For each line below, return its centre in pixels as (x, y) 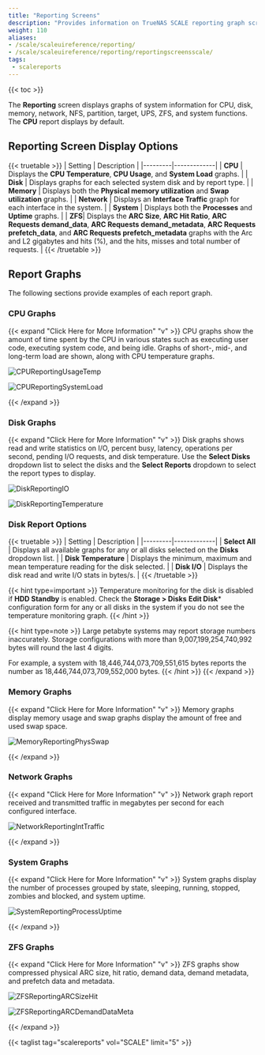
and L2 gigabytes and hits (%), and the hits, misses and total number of (124, 241)
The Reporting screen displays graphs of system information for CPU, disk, (131, 104)
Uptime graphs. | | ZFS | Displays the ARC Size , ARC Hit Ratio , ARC (118, 216)
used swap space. (38, 726)
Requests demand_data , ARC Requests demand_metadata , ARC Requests (132, 224)
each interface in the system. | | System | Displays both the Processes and (130, 207)
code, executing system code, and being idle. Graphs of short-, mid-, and (127, 348)
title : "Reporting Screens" (54, 15)
